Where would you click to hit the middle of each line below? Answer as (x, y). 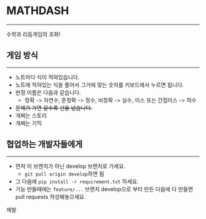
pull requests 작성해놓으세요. (50, 196)
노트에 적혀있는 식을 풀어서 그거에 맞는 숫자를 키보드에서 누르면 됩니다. (99, 85)
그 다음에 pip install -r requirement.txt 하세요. (77, 181)
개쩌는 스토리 (31, 115)
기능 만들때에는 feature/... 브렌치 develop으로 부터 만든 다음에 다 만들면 (104, 189)
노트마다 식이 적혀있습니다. (47, 77)
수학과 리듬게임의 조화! (33, 34)
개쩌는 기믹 (29, 123)
